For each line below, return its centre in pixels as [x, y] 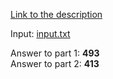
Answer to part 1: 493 [55, 53]
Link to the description [56, 14]
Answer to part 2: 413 [55, 63]
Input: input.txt [40, 33]
